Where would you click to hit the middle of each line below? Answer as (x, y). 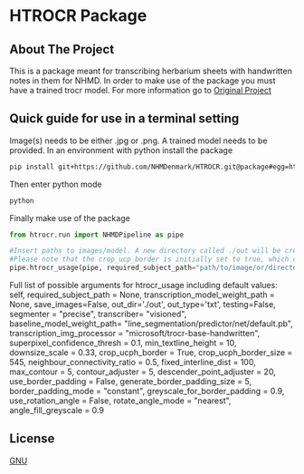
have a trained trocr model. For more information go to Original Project (140, 90)
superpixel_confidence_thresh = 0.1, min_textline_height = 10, (123, 343)
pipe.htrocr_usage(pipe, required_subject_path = (103, 268)
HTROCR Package (78, 16)
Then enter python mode (56, 184)
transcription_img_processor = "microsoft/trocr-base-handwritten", (135, 334)
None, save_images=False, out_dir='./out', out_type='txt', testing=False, (142, 305)
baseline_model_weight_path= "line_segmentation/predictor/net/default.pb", (152, 324)
